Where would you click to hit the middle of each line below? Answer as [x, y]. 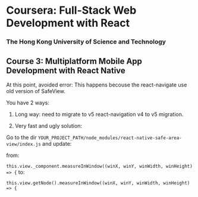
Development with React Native [66, 70]
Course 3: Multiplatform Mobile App [74, 61]
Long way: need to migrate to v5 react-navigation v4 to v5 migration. [99, 114]
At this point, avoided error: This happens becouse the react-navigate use [97, 85]
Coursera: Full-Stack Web [71, 10]
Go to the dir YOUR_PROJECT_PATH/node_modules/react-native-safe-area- [94, 137]
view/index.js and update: [39, 143]
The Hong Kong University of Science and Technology [86, 42]
